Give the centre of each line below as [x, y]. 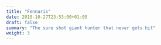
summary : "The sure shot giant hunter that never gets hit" [81, 28]
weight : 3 [18, 33]
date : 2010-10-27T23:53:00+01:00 [47, 17]
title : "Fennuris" [28, 11]
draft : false [22, 22]
